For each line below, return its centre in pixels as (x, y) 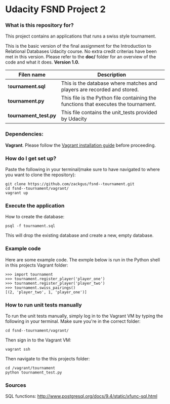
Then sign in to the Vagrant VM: (38, 340)
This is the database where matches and (109, 83)
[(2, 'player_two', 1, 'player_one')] (46, 292)
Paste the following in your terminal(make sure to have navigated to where (83, 170)
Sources (16, 385)
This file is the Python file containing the (109, 98)
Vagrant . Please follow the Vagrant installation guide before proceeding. (80, 145)
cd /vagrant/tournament (30, 368)
